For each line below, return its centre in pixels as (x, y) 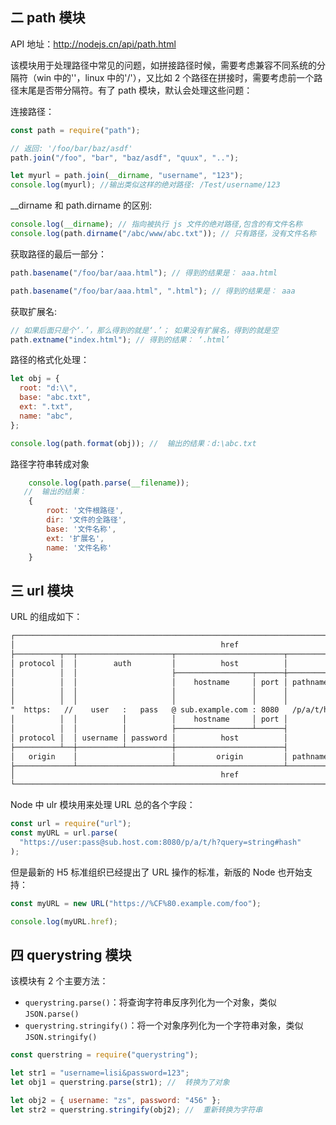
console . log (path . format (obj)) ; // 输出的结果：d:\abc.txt (133, 443)
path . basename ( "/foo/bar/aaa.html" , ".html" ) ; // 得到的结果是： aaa (153, 291)
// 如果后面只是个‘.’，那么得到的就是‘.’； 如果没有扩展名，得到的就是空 (144, 330)
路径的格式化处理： (50, 360)
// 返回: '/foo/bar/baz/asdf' (71, 148)
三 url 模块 (42, 590)
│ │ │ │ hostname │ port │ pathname (169, 682)
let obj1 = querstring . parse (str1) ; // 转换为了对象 (120, 1082)
